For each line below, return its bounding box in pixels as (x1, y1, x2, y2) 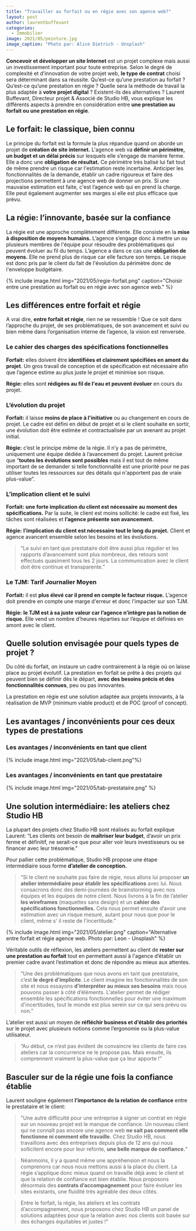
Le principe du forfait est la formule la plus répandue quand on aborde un (6, 140, 183, 147)
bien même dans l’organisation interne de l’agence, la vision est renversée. (6, 328, 186, 335)
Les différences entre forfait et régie (6, 300, 141, 310)
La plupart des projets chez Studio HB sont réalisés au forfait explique (6, 826, 175, 833)
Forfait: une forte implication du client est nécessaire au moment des (6, 504, 177, 511)
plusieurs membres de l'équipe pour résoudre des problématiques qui (6, 241, 174, 248)
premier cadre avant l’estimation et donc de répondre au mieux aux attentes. (6, 959, 190, 966)
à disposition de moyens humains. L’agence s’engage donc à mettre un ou (6, 234, 188, 242)
